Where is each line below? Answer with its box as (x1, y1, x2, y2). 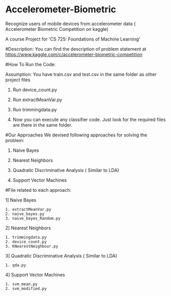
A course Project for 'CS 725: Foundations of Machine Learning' (5, 36, 141, 42)
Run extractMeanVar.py (12, 96, 62, 103)
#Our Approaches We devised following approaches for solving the (5, 132, 147, 138)
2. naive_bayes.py (5, 211, 45, 216)
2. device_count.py (5, 239, 47, 244)
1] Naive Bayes (5, 196, 37, 203)
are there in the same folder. (12, 122, 73, 128)
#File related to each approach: (5, 187, 72, 193)
